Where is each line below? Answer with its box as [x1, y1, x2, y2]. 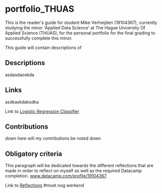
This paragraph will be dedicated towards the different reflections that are [5, 163, 154, 169]
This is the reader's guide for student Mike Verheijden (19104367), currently [5, 20, 158, 25]
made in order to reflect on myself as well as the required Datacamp [5, 168, 142, 174]
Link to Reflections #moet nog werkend [5, 182, 84, 189]
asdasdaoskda [5, 72, 35, 78]
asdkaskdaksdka [5, 99, 39, 105]
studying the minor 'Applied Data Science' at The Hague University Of [5, 24, 145, 30]
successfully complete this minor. [5, 35, 73, 41]
